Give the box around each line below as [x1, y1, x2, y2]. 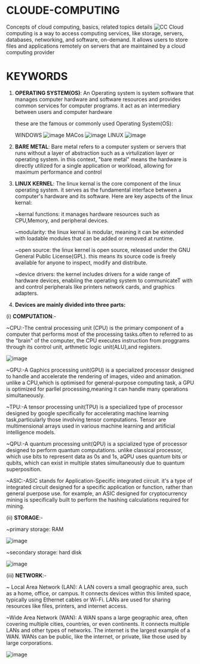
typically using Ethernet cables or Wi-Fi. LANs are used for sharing [6, 596, 171, 603]
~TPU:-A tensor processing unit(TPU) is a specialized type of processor [6, 403, 183, 410]
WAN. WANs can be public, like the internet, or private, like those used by [6, 633, 187, 640]
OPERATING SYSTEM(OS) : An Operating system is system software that [14, 89, 194, 96]
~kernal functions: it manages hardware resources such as [14, 210, 160, 218]
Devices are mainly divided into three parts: [14, 301, 126, 308]
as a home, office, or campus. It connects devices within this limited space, [6, 589, 192, 597]
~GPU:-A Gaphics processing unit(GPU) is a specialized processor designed [6, 366, 194, 373]
